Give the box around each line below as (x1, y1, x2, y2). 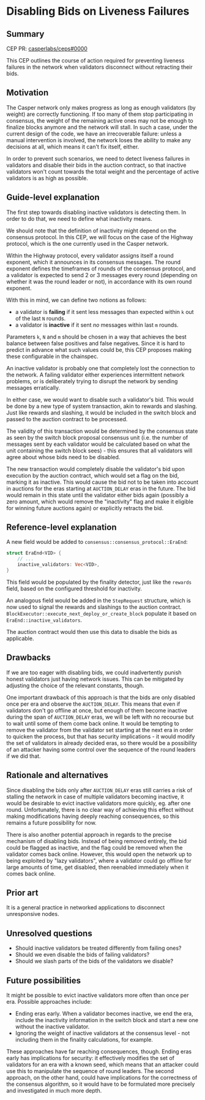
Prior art (6, 887, 39, 898)
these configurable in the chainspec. (6, 353, 99, 360)
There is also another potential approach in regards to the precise (6, 831, 172, 838)
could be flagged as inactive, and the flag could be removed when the (6, 844, 183, 851)
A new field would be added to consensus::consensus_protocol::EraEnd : (6, 538, 188, 546)
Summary (6, 29, 45, 39)
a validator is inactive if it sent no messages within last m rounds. (15, 321, 179, 329)
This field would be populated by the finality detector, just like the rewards (6, 578, 192, 586)
